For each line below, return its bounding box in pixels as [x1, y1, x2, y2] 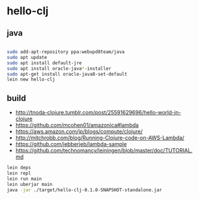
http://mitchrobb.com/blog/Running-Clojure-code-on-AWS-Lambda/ [15, 134, 185, 141]
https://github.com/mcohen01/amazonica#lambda [15, 122, 139, 129]
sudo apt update [7, 54, 47, 60]
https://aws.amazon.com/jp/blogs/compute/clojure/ [15, 128, 143, 135]
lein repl [7, 170, 32, 176]
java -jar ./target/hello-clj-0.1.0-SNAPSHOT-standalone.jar [7, 186, 163, 193]
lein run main [7, 176, 42, 182]
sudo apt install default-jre [7, 60, 82, 66]
